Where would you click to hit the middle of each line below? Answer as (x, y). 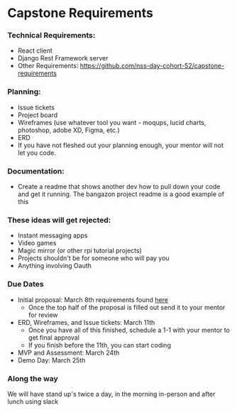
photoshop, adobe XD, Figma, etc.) (69, 130)
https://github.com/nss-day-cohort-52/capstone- (152, 66)
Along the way (33, 378)
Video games (37, 243)
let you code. (37, 152)
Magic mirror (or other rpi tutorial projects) (79, 251)
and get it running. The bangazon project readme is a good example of (121, 194)
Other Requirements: (48, 66)
